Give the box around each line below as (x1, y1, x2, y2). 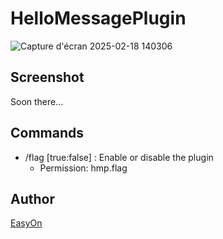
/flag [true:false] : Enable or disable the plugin (24, 151, 214, 163)
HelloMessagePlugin (10, 7, 187, 30)
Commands (10, 125, 85, 142)
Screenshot (10, 69, 85, 86)
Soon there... (10, 95, 64, 107)
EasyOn (10, 217, 43, 229)
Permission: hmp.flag (39, 162, 128, 174)
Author (10, 190, 55, 207)
